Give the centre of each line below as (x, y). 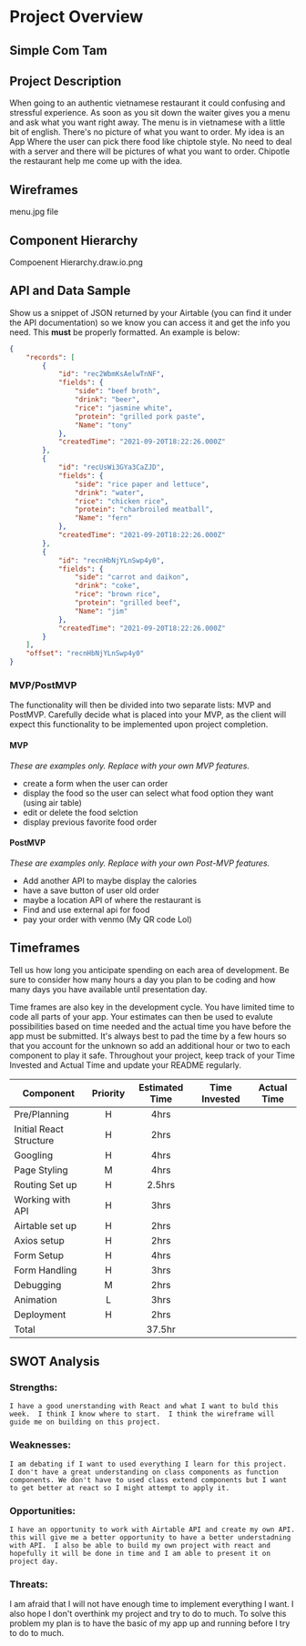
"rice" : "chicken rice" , (122, 501)
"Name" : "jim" (101, 611)
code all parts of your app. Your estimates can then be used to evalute (141, 1016)
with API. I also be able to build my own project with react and (140, 1545)
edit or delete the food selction (80, 812)
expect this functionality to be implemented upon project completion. (139, 725)
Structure (34, 1140)
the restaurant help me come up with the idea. (96, 161)
